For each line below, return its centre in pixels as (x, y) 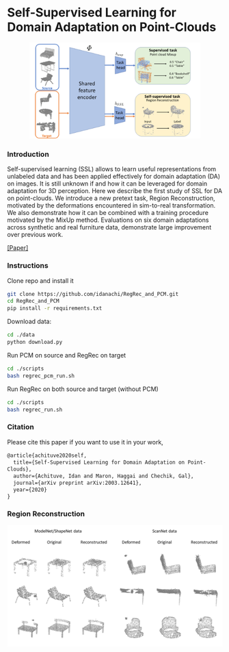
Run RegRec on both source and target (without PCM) (83, 389)
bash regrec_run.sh (35, 410)
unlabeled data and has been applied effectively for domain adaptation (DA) (114, 177)
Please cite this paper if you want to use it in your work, (85, 442)
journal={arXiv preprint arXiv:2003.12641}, (78, 483)
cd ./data (21, 335)
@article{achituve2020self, (47, 455)
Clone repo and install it (40, 280)
